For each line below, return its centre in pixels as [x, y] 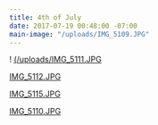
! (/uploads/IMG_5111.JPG [56, 60]
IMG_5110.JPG [35, 112]
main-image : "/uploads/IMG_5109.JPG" [79, 34]
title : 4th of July [46, 17]
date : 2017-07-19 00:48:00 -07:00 [74, 26]
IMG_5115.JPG [35, 94]
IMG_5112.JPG [35, 77]
